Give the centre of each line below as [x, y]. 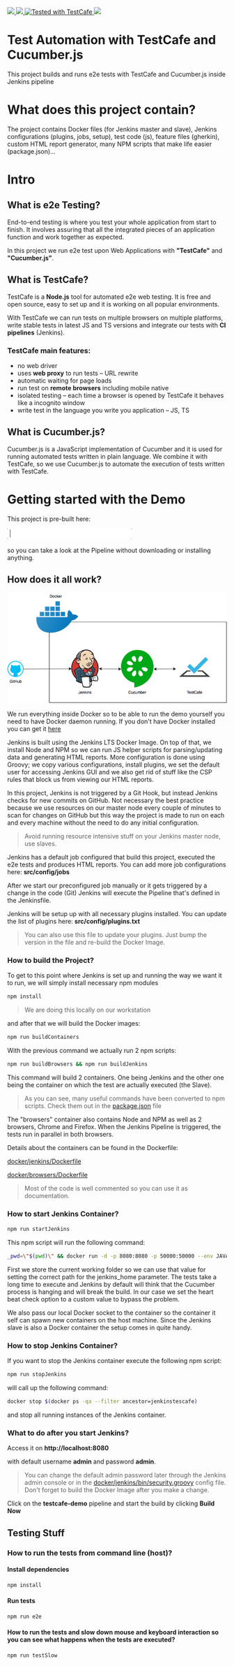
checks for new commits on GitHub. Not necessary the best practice [106, 800]
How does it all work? [55, 580]
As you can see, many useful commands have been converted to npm [124, 1098]
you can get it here [34, 728]
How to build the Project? [50, 960]
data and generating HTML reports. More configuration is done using [106, 757]
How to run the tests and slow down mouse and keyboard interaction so [113, 1632]
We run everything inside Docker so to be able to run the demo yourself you [116, 714]
